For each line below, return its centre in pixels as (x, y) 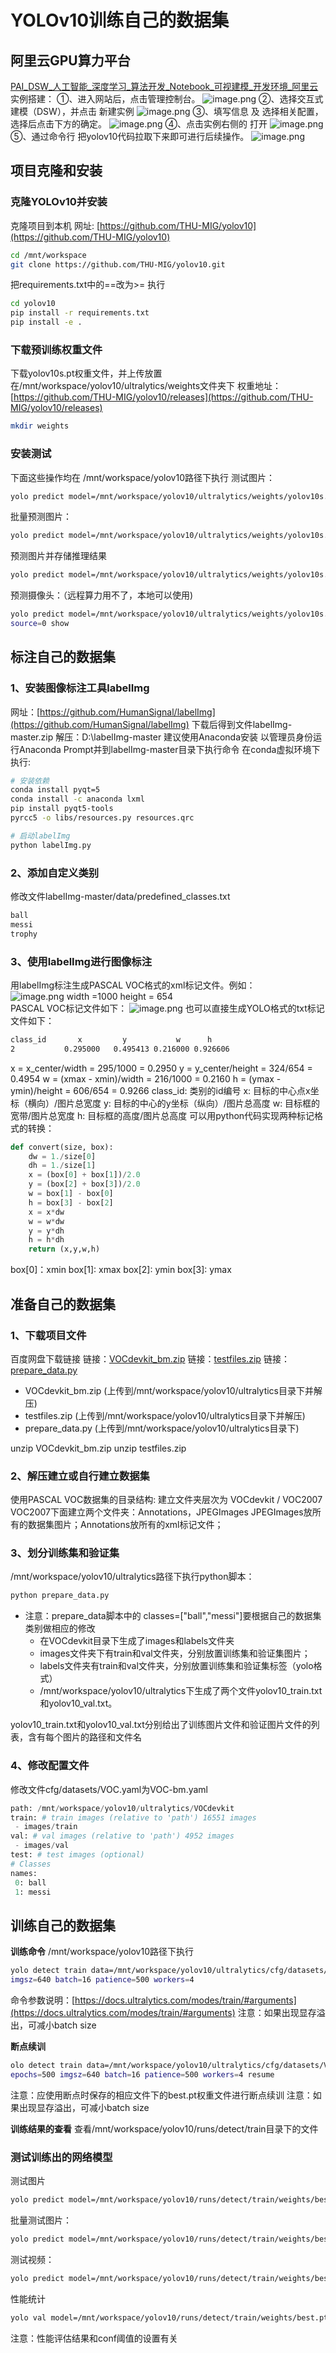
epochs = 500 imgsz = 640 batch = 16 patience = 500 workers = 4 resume (142, 2074)
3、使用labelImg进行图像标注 (81, 961)
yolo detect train (48, 1971)
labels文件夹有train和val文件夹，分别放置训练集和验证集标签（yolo (176, 1666)
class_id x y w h (111, 1039)
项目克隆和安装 (56, 171)
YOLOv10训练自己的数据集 (120, 20)
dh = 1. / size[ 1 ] (62, 1166)
